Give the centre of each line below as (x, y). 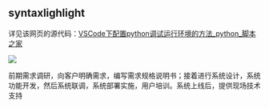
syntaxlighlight (47, 13)
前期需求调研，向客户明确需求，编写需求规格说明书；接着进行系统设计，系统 (134, 75)
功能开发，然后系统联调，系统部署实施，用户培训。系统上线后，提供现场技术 (134, 85)
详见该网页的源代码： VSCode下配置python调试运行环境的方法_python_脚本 (132, 33)
